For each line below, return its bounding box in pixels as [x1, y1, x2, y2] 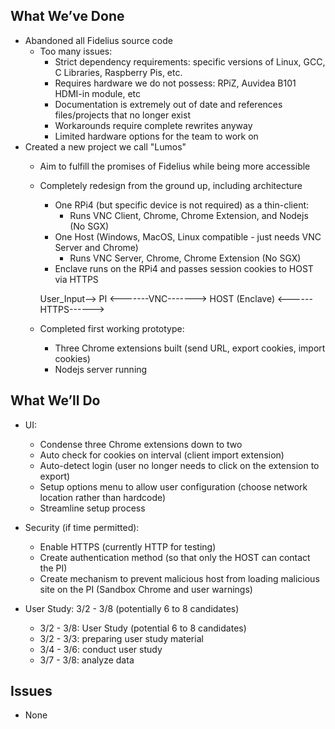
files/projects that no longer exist [54, 109, 191, 121]
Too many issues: [39, 45, 113, 57]
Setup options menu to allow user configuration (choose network [39, 480, 308, 493]
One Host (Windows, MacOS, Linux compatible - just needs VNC [54, 230, 322, 243]
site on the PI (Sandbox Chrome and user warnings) [39, 583, 253, 595]
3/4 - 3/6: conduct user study [39, 643, 163, 655]
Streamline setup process [39, 502, 146, 514]
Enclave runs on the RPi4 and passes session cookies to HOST [54, 262, 314, 274]
